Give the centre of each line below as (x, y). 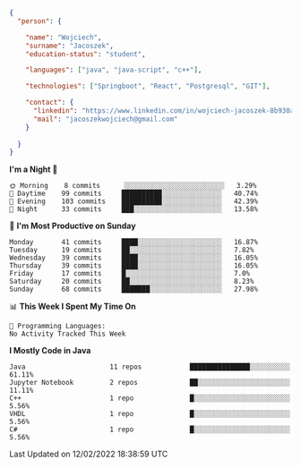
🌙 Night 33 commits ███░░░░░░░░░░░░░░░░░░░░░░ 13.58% (133, 209)
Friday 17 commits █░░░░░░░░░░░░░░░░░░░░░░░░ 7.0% (130, 274)
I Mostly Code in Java (50, 351)
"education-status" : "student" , (86, 54)
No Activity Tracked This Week (68, 334)
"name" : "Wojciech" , (64, 37)
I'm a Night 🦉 (34, 169)
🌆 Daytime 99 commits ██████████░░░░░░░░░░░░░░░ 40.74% (133, 194)
